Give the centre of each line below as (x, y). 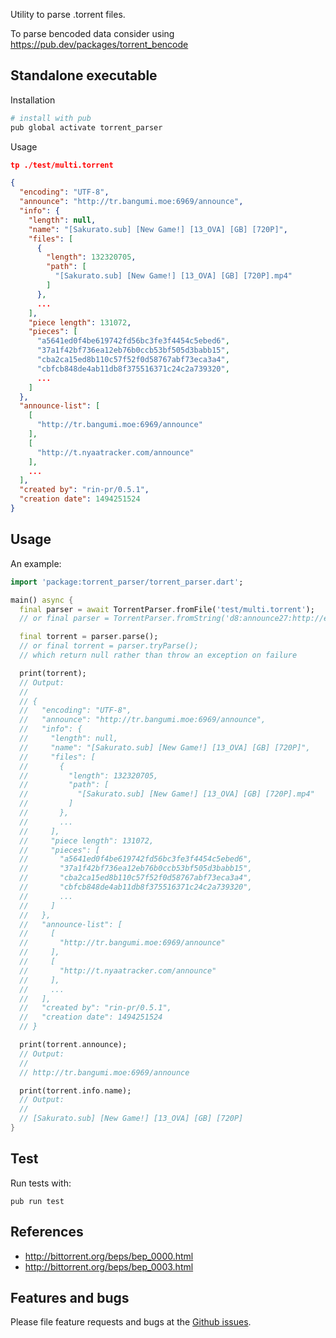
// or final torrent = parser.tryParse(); (109, 646)
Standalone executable (84, 75)
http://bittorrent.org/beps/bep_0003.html (109, 1266)
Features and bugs (70, 1297)
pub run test (37, 1201)
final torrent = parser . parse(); (89, 637)
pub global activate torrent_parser (86, 127)
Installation (33, 100)
